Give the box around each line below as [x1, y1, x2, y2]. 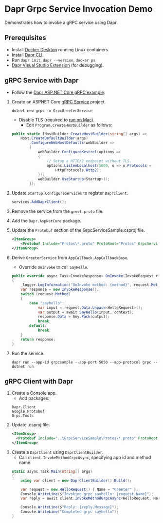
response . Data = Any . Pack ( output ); [37, 314, 110, 319]
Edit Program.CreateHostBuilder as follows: [26, 122, 112, 128]
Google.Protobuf [11, 409, 45, 414]
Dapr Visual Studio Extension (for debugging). [11, 62, 104, 68]
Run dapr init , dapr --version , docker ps [11, 57, 96, 63]
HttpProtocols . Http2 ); [55, 167, 102, 173]
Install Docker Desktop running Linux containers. [11, 46, 109, 52]
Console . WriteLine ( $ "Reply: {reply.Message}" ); [20, 505, 119, 510]
